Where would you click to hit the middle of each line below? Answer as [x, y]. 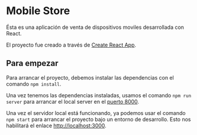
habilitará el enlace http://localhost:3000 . [56, 126]
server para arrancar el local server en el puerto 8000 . [73, 101]
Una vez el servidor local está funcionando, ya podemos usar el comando [96, 113]
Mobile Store [38, 11]
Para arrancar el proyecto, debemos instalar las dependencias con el [90, 77]
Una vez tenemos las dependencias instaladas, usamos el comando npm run [99, 95]
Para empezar [32, 63]
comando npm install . [34, 84]
